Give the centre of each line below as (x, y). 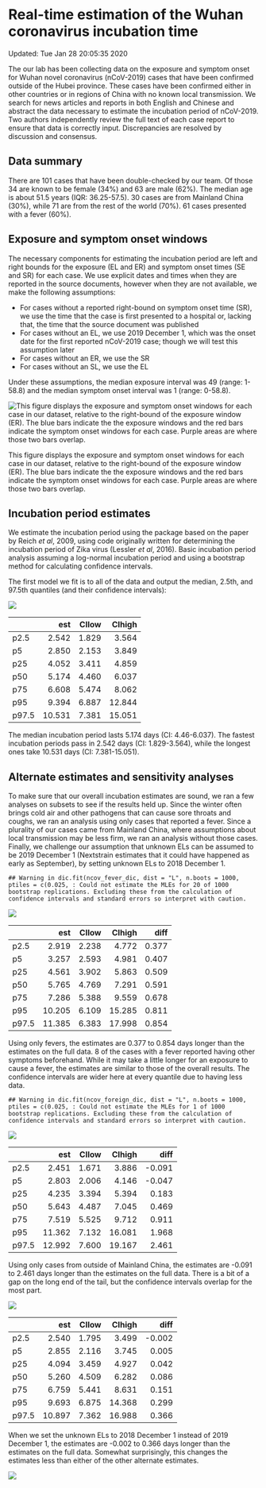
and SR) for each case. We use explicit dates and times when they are (123, 275)
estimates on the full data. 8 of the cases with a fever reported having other (132, 1052)
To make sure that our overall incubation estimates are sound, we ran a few (131, 796)
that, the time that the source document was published (109, 324)
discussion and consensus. (53, 136)
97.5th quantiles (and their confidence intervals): (87, 590)
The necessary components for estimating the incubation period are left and (133, 258)
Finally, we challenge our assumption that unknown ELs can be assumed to (131, 846)
